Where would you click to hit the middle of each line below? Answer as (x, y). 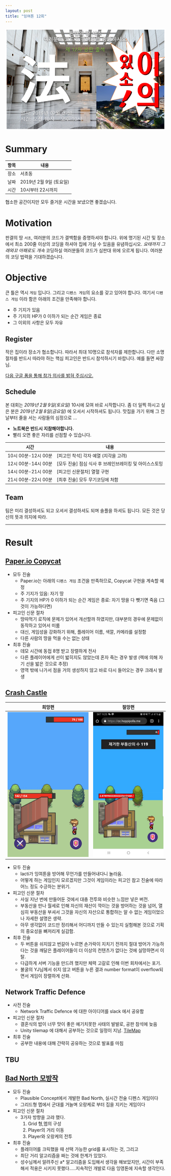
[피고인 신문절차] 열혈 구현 (83, 472)
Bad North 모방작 (32, 1078)
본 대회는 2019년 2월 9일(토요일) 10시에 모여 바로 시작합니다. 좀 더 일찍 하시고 (83, 405)
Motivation (29, 223)
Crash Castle (26, 693)
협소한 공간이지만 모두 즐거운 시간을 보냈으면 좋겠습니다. (61, 202)
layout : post (19, 11)
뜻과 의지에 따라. (31, 517)
